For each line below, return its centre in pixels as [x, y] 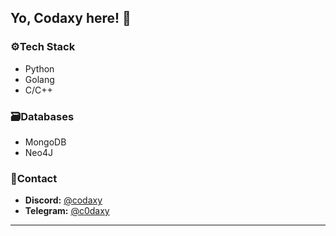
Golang [39, 79]
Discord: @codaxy [63, 200]
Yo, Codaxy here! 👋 [71, 18]
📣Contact [34, 178]
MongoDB [45, 142]
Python [39, 68]
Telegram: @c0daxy [67, 211]
